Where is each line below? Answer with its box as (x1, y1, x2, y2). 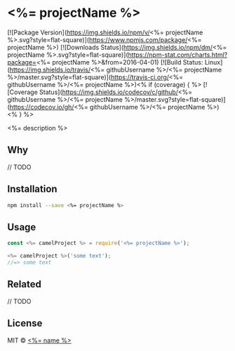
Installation (7, 183, 58, 195)
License (7, 317, 43, 329)
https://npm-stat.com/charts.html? (128, 51, 228, 59)
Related (7, 279, 42, 291)
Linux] (204, 58, 223, 66)
